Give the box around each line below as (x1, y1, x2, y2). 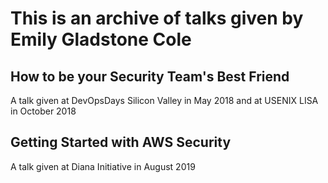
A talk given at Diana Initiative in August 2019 (10, 160, 196, 172)
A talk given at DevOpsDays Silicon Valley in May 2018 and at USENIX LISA (10, 95, 319, 106)
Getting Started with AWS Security (10, 134, 232, 151)
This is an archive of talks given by (10, 7, 304, 30)
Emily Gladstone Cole (10, 28, 192, 51)
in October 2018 (10, 105, 77, 117)
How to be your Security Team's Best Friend (10, 68, 290, 85)
